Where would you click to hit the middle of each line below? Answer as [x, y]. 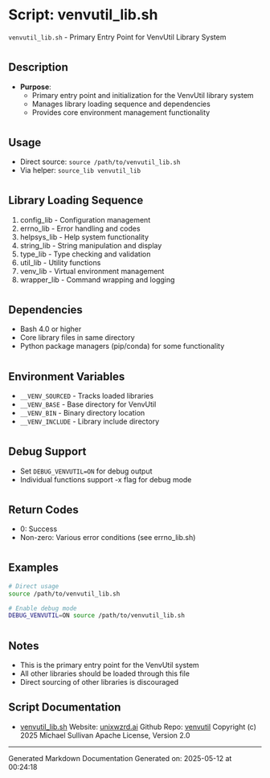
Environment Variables [67, 377]
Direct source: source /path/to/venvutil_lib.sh [100, 162]
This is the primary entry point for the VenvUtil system [109, 665]
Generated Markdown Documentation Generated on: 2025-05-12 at [120, 758]
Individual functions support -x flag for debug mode [106, 479]
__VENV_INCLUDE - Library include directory [90, 421]
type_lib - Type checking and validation [85, 254]
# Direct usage [34, 586]
